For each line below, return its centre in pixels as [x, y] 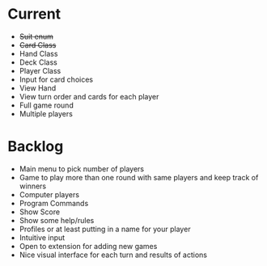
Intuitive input [42, 237]
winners [33, 186]
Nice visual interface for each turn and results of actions [113, 255]
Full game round [46, 105]
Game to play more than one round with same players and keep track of [139, 177]
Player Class [40, 70]
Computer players [49, 194]
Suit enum [36, 36]
